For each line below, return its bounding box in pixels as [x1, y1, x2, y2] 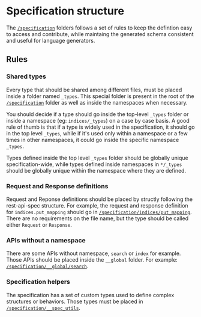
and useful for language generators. [6, 37, 95, 44]
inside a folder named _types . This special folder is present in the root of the [6, 92, 194, 100]
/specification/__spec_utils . [6, 304, 81, 311]
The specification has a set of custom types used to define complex [6, 291, 175, 298]
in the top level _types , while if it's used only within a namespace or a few [6, 129, 188, 137]
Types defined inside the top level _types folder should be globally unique [6, 154, 188, 161]
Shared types [6, 72, 47, 81]
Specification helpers [6, 278, 70, 286]
